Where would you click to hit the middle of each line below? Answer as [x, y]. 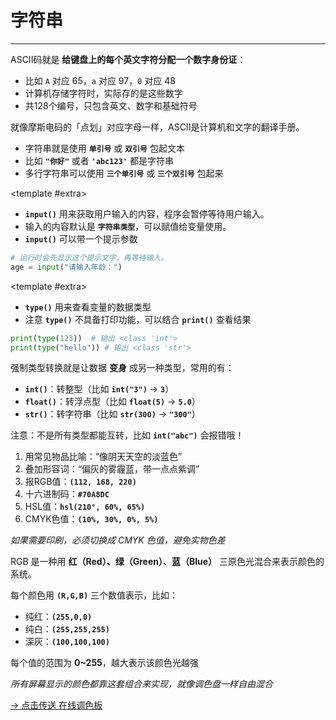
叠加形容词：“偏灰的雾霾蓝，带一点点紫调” [112, 469]
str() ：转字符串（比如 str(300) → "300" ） [112, 414]
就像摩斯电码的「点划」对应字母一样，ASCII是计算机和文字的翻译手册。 [157, 127]
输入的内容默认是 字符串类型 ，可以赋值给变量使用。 [128, 226]
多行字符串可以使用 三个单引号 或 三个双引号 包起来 [124, 173]
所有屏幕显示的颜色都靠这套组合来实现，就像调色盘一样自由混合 [141, 684]
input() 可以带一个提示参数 [81, 238]
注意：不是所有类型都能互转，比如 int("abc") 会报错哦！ [127, 435]
